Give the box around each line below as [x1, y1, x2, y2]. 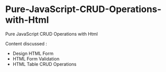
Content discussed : [5, 40, 47, 46]
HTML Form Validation [12, 55, 60, 61]
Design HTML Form [12, 50, 54, 56]
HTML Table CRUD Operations [12, 61, 77, 67]
